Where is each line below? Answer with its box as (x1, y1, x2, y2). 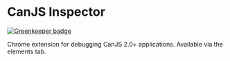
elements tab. (7, 47, 46, 56)
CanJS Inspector (7, 4, 106, 20)
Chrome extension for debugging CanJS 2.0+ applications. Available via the (7, 40, 224, 48)
